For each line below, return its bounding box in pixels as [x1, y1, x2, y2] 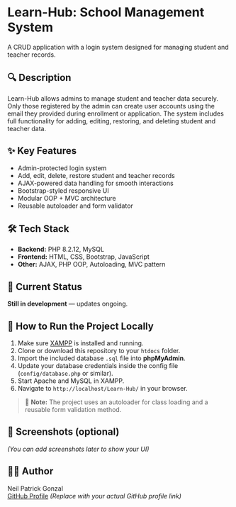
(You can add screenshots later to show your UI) [7, 445, 150, 453]
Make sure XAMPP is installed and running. [17, 339, 144, 347]
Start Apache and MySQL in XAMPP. [17, 377, 125, 385]
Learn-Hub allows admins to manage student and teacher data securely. [7, 94, 218, 103]
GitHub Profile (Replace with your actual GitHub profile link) [7, 491, 182, 500]
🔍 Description [7, 72, 72, 84]
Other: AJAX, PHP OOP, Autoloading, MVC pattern [17, 260, 166, 269]
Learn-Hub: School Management [7, 4, 205, 21]
